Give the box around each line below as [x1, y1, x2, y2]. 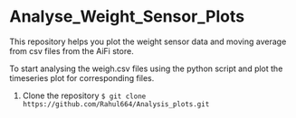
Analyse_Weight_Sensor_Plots [9, 6, 245, 27]
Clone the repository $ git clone [22, 90, 147, 101]
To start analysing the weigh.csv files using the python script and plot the [9, 63, 283, 74]
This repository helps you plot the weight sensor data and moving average [9, 36, 287, 47]
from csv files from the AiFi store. [9, 45, 134, 56]
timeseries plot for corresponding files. [9, 72, 155, 83]
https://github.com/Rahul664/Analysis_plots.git [22, 99, 210, 109]
